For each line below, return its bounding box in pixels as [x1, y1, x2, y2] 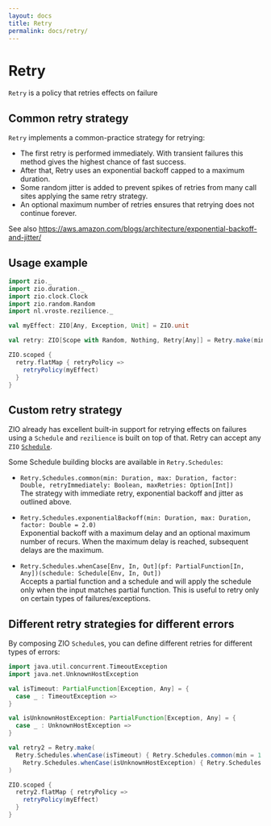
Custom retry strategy [8, 403, 123, 417]
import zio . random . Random [8, 300, 95, 308]
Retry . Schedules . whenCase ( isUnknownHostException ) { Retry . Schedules [23, 758, 262, 766]
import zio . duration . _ [8, 284, 85, 293]
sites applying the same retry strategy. [19, 191, 148, 201]
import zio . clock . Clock [8, 292, 89, 301]
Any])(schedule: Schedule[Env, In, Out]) [19, 570, 161, 578]
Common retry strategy [8, 111, 129, 125]
